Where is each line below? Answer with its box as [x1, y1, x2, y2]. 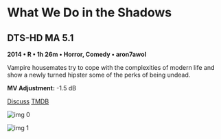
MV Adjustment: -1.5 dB [7, 84, 77, 92]
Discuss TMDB [7, 97, 49, 105]
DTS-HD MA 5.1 [7, 32, 74, 44]
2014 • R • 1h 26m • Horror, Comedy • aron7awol [7, 50, 146, 58]
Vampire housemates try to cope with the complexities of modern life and [7, 64, 215, 71]
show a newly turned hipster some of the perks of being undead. [7, 71, 191, 79]
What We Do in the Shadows [7, 5, 172, 21]
